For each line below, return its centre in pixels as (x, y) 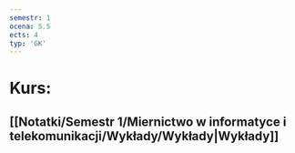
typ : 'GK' (28, 43)
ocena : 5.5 (30, 26)
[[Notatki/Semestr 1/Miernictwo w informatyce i (148, 122)
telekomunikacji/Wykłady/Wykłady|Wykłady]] (144, 136)
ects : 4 (24, 35)
